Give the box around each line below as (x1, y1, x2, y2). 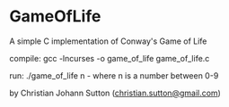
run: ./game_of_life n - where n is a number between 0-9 (9, 70, 219, 81)
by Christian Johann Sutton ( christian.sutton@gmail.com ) (9, 87, 222, 98)
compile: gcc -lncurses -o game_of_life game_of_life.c (9, 53, 210, 63)
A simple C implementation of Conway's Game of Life (9, 36, 207, 46)
